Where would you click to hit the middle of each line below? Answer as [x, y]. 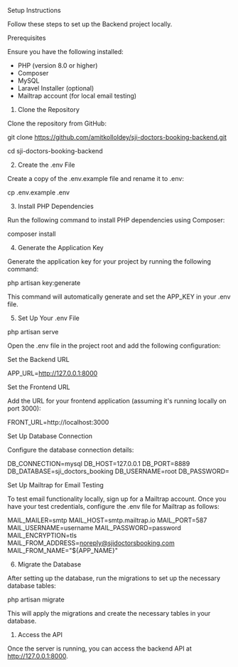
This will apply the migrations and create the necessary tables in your [109, 613]
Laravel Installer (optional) [56, 88]
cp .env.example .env [38, 192]
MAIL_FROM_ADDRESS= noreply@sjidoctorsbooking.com [91, 543]
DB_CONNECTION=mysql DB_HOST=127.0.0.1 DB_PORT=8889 [99, 464]
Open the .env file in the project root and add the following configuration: [114, 346]
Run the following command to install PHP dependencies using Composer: [116, 220]
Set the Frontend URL [39, 387]
